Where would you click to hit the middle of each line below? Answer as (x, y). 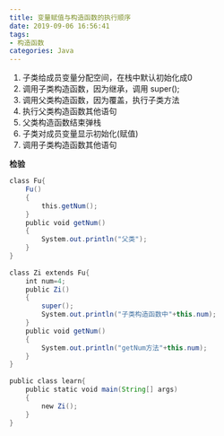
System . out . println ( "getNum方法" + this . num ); (125, 348)
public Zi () (47, 289)
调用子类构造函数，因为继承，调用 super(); (101, 89)
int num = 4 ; (46, 281)
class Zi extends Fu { (50, 273)
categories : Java (42, 51)
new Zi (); (60, 406)
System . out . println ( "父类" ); (95, 240)
